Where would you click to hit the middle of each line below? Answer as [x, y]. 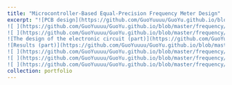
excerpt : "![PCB [30, 20]
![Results [21, 45]
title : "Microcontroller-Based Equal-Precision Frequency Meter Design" [114, 13]
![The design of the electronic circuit [66, 39]
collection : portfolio [40, 71]
